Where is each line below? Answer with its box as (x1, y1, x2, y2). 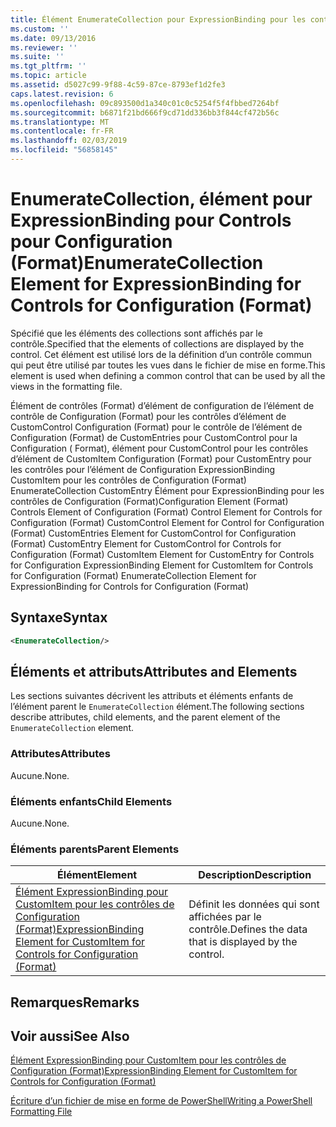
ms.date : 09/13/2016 (10, 33, 97, 43)
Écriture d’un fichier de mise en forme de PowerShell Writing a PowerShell (10, 1095, 313, 1107)
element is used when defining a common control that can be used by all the (10, 369, 326, 381)
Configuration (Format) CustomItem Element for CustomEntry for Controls (10, 548, 315, 560)
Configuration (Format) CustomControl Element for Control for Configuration (10, 516, 325, 528)
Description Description (198, 868, 312, 882)
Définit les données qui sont (188, 897, 320, 911)
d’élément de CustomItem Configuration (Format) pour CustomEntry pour (10, 452, 312, 465)
